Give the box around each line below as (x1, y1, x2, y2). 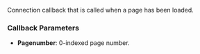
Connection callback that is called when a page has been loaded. (7, 6, 194, 14)
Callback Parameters (7, 23, 80, 33)
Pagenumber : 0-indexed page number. (17, 39, 130, 47)
